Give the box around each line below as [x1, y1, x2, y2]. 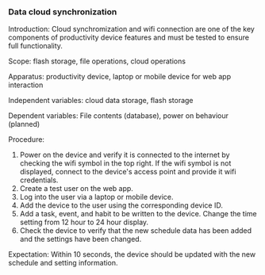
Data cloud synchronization [8, 6, 117, 17]
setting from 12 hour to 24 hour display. [19, 217, 149, 227]
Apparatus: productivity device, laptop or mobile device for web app [8, 72, 232, 82]
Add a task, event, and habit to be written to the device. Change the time [19, 209, 257, 219]
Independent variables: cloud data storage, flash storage [8, 96, 194, 105]
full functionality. [8, 41, 63, 51]
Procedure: [8, 135, 45, 144]
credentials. [19, 175, 59, 185]
